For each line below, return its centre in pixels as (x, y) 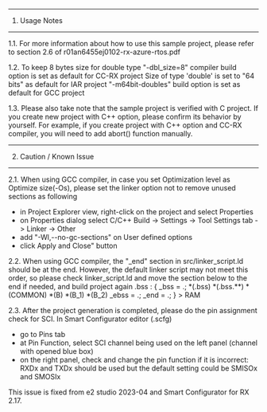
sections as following (43, 196)
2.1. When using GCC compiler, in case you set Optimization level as (119, 179)
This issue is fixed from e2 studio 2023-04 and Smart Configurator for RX (129, 392)
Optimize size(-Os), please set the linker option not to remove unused (122, 188)
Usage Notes (41, 20)
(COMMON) (28, 295)
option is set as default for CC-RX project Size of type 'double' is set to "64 (132, 76)
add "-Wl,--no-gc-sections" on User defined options (106, 237)
